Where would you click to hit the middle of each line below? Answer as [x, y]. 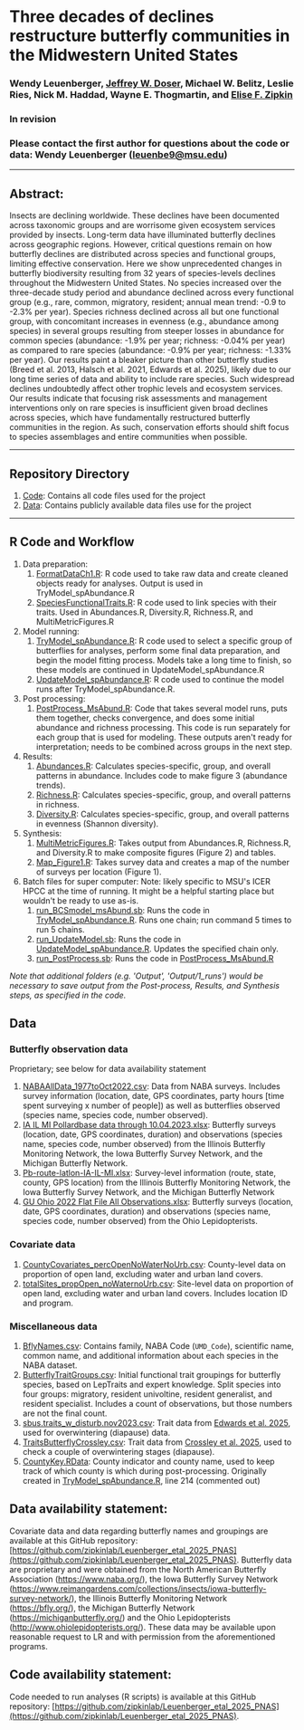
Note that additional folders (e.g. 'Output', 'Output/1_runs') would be [137, 976]
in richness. [57, 804]
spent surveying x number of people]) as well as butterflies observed [151, 1105]
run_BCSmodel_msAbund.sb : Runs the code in [123, 910]
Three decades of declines [112, 17]
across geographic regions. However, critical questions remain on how [141, 244]
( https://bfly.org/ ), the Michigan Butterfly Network [102, 1608]
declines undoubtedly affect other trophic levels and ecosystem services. [146, 389]
